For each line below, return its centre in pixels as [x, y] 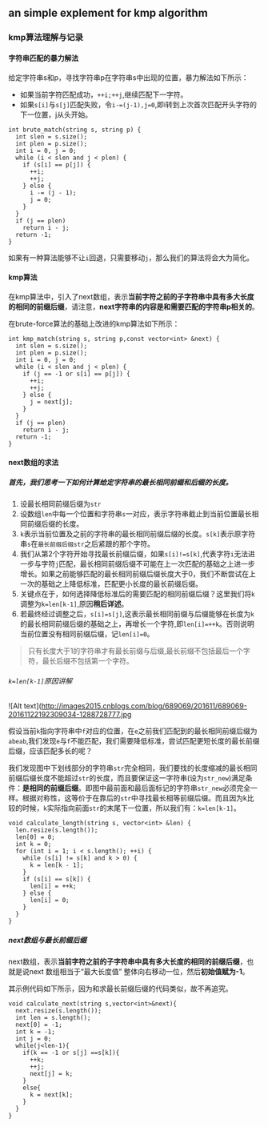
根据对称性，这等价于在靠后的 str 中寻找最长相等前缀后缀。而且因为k [135, 798]
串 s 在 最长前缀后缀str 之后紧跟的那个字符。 [87, 544]
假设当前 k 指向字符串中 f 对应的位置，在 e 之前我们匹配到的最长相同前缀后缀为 [133, 731]
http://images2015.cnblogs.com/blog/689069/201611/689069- [144, 706]
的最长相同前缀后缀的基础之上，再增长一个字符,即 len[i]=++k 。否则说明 [137, 624]
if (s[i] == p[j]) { [57, 164]
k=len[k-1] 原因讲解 [40, 680]
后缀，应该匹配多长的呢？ [50, 751]
